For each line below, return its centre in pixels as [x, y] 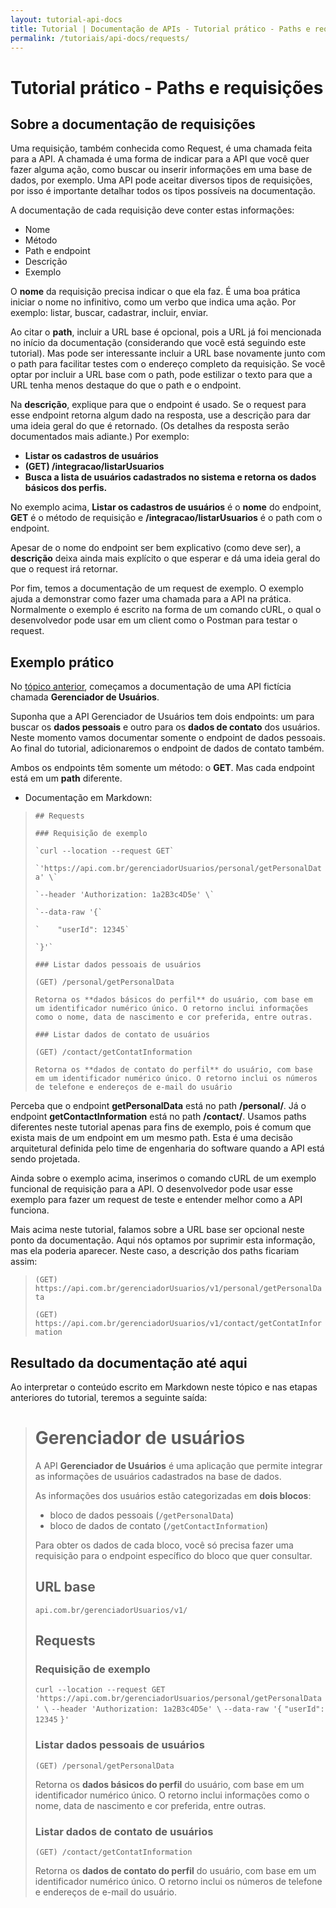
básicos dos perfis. [66, 488]
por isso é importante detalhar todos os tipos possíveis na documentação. [163, 191]
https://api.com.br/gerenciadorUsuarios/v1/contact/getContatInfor [178, 1324]
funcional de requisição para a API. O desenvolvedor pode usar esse [151, 1189]
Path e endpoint [57, 251]
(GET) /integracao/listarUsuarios [94, 467]
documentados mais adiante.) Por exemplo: [100, 437]
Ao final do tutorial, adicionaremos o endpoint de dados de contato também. [167, 748]
